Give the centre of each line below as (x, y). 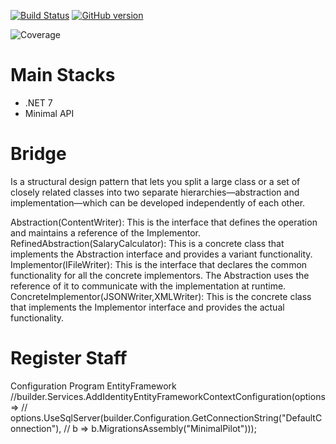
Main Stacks (63, 75)
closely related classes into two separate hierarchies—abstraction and (155, 192)
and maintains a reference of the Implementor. (106, 232)
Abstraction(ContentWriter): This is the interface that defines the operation (164, 222)
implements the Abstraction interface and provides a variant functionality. (161, 254)
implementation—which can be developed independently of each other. (158, 202)
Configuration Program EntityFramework (93, 386)
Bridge (38, 154)
